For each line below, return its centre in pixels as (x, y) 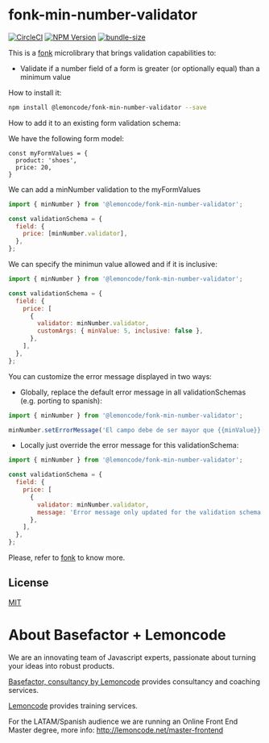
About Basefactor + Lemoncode (117, 635)
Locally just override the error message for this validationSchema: (129, 445)
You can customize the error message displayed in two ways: (110, 376)
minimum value (45, 77)
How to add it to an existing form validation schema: (95, 123)
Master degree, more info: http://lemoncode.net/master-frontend (116, 730)
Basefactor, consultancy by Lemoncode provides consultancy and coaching (134, 681)
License (29, 583)
